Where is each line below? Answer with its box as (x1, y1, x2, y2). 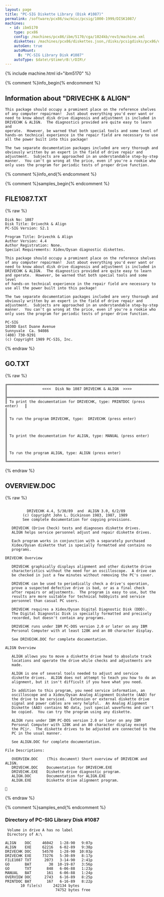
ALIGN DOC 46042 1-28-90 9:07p (5, 840, 93, 845)
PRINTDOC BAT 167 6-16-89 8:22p (5, 879, 93, 884)
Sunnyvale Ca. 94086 (5, 328, 49, 333)
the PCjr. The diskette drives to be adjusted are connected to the (11, 726, 156, 731)
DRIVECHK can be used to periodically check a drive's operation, (11, 581, 150, 586)
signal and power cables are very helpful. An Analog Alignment (11, 701, 147, 706)
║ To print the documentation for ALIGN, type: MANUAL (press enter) (5, 433, 150, 438)
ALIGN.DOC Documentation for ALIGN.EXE (11, 773, 106, 778)
